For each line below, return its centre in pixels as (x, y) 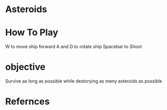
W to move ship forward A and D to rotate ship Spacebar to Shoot (74, 47)
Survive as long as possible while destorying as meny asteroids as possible (84, 81)
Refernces (27, 102)
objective (25, 67)
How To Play (32, 33)
